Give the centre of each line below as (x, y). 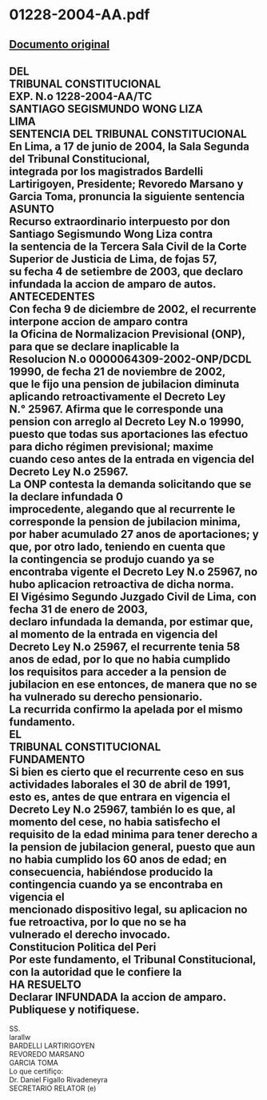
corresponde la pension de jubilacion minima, (125, 522)
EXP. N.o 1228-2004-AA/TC (81, 96)
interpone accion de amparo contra (99, 321)
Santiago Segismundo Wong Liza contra (111, 234)
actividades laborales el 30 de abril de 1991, (120, 784)
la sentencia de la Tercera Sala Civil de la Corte (128, 246)
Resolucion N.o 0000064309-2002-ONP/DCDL (130, 359)
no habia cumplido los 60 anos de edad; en (118, 859)
